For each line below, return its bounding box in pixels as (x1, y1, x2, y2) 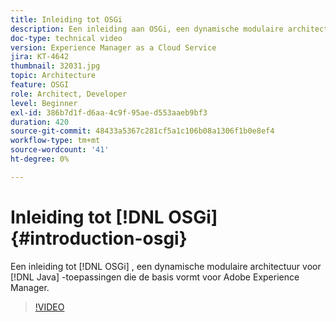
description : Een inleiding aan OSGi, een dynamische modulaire (10, 24, 284, 34)
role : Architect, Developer (10, 89, 128, 99)
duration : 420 (10, 117, 70, 127)
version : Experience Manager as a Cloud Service (10, 42, 217, 53)
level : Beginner (10, 98, 78, 108)
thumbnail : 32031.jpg (10, 61, 101, 71)
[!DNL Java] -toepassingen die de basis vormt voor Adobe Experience (10, 271, 300, 283)
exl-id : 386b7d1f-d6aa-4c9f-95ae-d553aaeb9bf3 (10, 107, 208, 118)
